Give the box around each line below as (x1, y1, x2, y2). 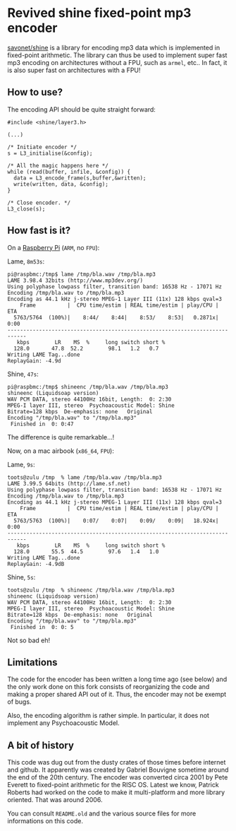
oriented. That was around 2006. (7, 796, 103, 804)
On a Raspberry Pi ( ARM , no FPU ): (7, 243, 100, 252)
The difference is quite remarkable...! (7, 432, 115, 441)
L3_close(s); (7, 205, 46, 213)
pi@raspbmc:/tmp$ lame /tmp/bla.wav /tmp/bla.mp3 (7, 271, 156, 278)
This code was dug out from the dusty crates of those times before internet (7, 758, 226, 767)
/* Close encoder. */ (7, 199, 71, 206)
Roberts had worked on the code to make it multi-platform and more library (7, 788, 225, 796)
